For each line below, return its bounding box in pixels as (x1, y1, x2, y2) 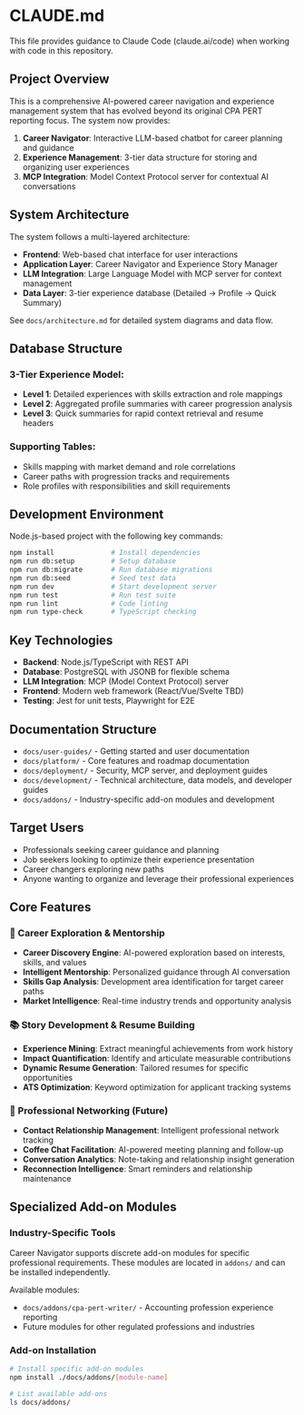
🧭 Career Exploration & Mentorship (9, 927, 165, 940)
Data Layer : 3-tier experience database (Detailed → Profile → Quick (22, 287, 277, 298)
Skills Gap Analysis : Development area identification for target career (22, 976, 284, 987)
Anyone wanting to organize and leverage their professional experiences (22, 873, 295, 884)
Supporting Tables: (9, 440, 96, 453)
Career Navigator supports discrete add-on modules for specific (9, 1247, 250, 1258)
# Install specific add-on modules (9, 1364, 144, 1374)
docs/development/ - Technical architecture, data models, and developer (22, 774, 293, 786)
